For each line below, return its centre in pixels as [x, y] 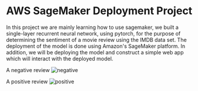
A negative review [28, 70]
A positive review [27, 82]
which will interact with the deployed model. [60, 58]
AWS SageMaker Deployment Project [99, 11]
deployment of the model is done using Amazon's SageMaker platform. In [96, 46]
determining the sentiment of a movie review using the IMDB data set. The [97, 40]
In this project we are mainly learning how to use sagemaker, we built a [92, 27]
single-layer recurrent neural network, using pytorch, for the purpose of [93, 33]
